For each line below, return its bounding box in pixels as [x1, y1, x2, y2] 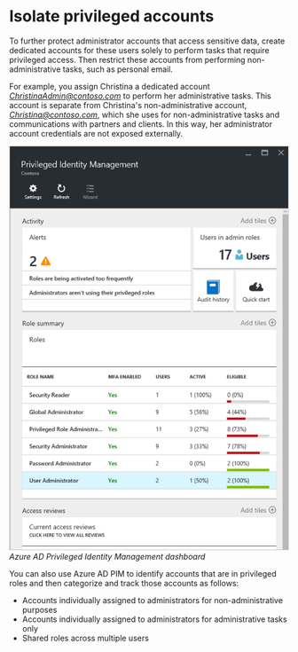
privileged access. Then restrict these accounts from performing [9, 54, 246, 65]
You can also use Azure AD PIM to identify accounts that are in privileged [9, 568, 277, 578]
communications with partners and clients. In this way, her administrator [9, 118, 273, 130]
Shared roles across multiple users [21, 632, 149, 643]
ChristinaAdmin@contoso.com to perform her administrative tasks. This [9, 90, 272, 101]
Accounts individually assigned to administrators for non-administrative [21, 594, 284, 605]
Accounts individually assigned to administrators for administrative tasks [21, 614, 287, 625]
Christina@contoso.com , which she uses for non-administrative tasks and [9, 109, 280, 120]
